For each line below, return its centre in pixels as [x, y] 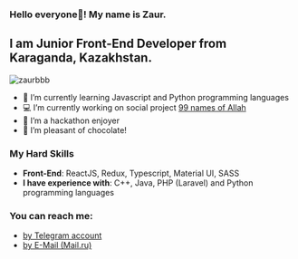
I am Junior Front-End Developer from [118, 44]
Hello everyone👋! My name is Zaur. [88, 14]
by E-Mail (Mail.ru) [57, 245]
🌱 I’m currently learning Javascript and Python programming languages [156, 97]
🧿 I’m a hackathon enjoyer [71, 120]
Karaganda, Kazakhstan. [81, 58]
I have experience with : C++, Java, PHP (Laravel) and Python [138, 183]
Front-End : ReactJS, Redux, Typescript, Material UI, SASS [131, 173]
